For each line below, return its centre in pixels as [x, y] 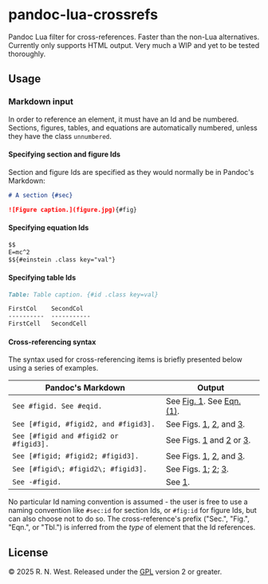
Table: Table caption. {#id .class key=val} [83, 294]
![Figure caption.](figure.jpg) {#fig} [73, 209]
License [28, 552]
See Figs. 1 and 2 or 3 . [208, 440]
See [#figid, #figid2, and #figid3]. [84, 424]
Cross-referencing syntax [52, 342]
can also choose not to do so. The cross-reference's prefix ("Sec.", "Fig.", [129, 519]
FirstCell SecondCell [48, 324]
